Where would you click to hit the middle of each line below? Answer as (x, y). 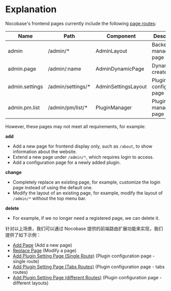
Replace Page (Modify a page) (45, 250)
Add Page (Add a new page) (42, 245)
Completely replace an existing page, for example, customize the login (87, 182)
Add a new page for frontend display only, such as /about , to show (82, 146)
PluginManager (114, 107)
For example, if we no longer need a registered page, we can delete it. (86, 218)
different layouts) (31, 283)
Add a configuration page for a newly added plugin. (67, 162)
